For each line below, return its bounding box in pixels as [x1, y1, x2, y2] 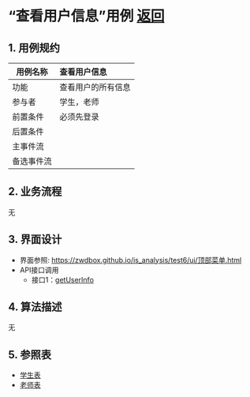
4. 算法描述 [8, 301, 62, 314]
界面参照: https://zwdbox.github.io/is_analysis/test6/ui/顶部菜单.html [19, 255, 242, 264]
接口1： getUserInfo [31, 275, 95, 284]
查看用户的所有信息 [59, 82, 132, 92]
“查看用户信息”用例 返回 [8, 7, 165, 25]
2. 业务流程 [8, 185, 62, 198]
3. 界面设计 [8, 233, 62, 246]
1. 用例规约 [8, 41, 61, 54]
